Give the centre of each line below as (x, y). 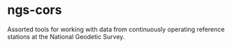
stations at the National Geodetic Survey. (66, 36)
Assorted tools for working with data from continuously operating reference (116, 29)
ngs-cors (35, 10)
